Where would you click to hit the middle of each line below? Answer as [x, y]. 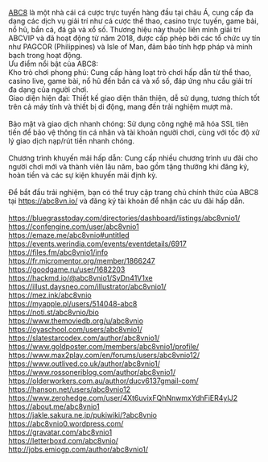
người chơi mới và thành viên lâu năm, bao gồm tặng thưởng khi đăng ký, [129, 166]
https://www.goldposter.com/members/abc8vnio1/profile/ [104, 346]
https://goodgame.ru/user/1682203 [67, 269]
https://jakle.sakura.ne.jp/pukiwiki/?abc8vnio [82, 415]
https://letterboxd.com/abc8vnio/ [64, 441]
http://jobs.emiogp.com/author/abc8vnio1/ [78, 449]
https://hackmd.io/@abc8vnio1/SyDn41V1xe [80, 278]
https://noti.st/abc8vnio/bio [54, 312]
